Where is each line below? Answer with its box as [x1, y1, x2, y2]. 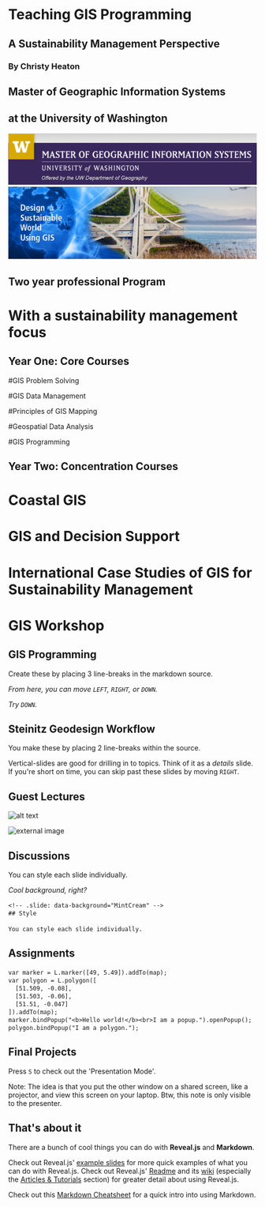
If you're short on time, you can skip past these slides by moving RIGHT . [8, 767, 240, 776]
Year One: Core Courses [8, 355, 130, 368]
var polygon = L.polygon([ [8, 976, 97, 984]
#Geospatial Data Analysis [8, 421, 94, 431]
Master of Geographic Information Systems [8, 85, 226, 98]
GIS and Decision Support [8, 528, 180, 546]
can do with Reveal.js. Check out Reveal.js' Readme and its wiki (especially [8, 1166, 252, 1175]
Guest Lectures [8, 790, 85, 803]
